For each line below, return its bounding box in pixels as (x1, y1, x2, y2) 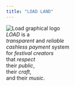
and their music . (6, 74, 45, 81)
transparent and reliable (6, 37, 64, 44)
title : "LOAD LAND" (6, 8, 54, 15)
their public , (6, 62, 35, 69)
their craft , (6, 68, 32, 75)
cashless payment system (6, 43, 69, 50)
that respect (6, 56, 35, 63)
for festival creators (6, 49, 54, 56)
